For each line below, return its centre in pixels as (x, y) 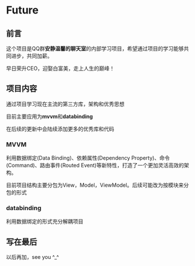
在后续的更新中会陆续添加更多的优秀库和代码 (60, 129)
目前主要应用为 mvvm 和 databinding (49, 116)
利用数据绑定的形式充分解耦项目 (45, 221)
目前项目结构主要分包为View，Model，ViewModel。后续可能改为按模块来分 (97, 185)
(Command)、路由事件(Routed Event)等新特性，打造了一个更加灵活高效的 (95, 166)
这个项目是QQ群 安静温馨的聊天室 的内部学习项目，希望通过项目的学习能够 (95, 48)
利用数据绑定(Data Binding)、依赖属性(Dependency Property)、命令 (88, 158)
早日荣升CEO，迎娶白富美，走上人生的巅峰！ (60, 68)
